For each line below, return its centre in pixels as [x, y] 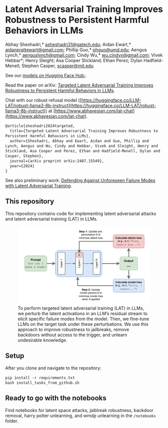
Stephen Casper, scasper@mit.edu [58, 66]
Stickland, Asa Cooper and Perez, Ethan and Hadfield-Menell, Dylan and [83, 151]
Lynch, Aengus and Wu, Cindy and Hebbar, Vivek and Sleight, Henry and [81, 146]
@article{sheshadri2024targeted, [40, 126]
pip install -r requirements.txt [40, 378]
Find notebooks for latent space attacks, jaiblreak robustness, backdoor [79, 410]
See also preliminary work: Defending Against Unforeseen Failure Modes [80, 180]
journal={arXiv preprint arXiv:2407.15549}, [57, 161]
